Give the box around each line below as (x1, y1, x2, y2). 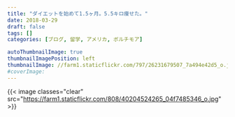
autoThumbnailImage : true (7, 49, 83, 56)
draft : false (7, 23, 45, 30)
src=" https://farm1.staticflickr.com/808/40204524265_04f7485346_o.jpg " (7, 95, 222, 103)
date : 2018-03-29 (7, 17, 58, 24)
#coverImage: (7, 68, 45, 75)
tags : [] (7, 29, 33, 37)
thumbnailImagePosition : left (7, 55, 96, 63)
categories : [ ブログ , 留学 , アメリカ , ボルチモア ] (7, 36, 143, 43)
